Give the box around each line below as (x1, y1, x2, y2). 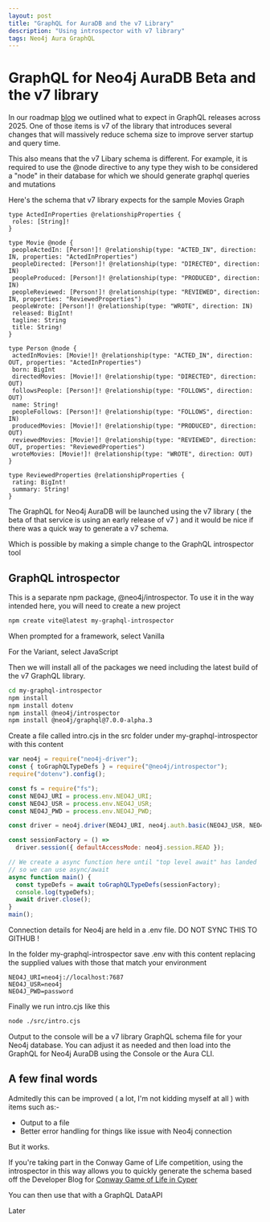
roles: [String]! (11, 218, 70, 226)
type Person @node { (8, 345, 78, 353)
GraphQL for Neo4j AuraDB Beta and (8, 69, 256, 87)
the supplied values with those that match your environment (8, 958, 207, 967)
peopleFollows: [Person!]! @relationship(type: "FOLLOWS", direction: (11, 408, 253, 416)
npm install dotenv (8, 701, 74, 709)
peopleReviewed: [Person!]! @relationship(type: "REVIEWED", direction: (11, 288, 261, 296)
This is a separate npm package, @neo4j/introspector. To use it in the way (8, 592, 255, 602)
